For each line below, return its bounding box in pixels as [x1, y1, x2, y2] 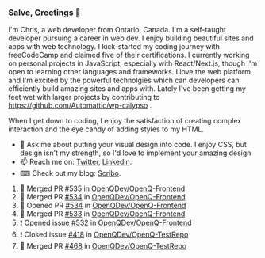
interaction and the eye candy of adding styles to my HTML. [8, 124, 205, 134]
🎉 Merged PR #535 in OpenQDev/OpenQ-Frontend [19, 184, 185, 193]
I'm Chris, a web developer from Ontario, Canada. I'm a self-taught [8, 25, 226, 35]
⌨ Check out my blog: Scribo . [19, 169, 121, 178]
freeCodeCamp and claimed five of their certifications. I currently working [8, 51, 250, 60]
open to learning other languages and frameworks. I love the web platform [8, 67, 252, 77]
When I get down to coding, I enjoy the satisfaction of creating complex [8, 116, 242, 126]
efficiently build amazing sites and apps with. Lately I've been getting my [8, 84, 246, 93]
